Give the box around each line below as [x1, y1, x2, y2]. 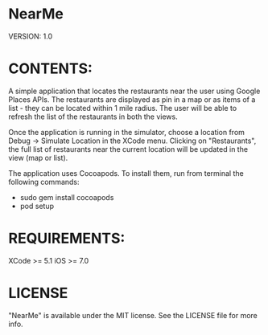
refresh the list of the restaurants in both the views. [8, 112, 179, 121]
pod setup [19, 201, 55, 210]
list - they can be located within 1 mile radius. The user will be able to [8, 103, 237, 112]
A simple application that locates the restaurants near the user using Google [8, 86, 261, 96]
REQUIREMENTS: [8, 230, 126, 247]
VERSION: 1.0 [8, 31, 53, 41]
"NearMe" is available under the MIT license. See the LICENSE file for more [8, 310, 258, 320]
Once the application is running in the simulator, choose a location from [8, 127, 245, 137]
